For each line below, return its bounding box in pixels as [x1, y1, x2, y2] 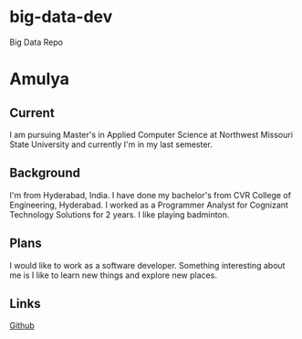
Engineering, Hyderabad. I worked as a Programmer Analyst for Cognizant [9, 199, 289, 210]
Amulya [9, 69, 70, 90]
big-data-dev [9, 6, 113, 27]
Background [9, 165, 80, 181]
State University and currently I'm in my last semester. [9, 139, 213, 150]
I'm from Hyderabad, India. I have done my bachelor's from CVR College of [9, 189, 292, 200]
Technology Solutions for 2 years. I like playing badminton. [9, 208, 230, 220]
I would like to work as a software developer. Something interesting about [9, 260, 286, 270]
